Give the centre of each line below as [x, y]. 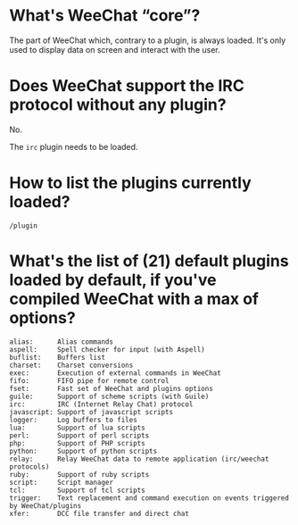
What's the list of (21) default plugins [149, 261]
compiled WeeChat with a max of [134, 299]
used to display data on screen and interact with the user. [115, 49]
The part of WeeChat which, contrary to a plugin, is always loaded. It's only [148, 40]
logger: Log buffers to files [74, 420]
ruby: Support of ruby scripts [79, 474]
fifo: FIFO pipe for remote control [89, 380]
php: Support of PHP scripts [77, 443]
